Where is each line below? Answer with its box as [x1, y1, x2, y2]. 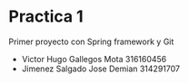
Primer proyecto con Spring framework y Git [8, 36, 174, 47]
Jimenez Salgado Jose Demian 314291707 [21, 63, 181, 74]
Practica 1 [8, 6, 84, 27]
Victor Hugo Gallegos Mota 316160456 [21, 53, 167, 64]
